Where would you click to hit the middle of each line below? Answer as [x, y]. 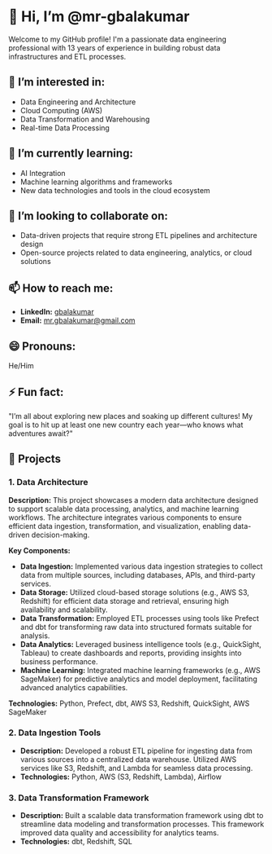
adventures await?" [41, 433]
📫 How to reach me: [61, 288]
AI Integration [43, 173]
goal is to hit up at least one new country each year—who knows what [126, 425]
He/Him [21, 365]
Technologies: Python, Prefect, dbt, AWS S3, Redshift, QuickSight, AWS [129, 703]
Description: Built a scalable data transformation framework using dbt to [142, 816]
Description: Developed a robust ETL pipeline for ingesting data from [136, 751]
